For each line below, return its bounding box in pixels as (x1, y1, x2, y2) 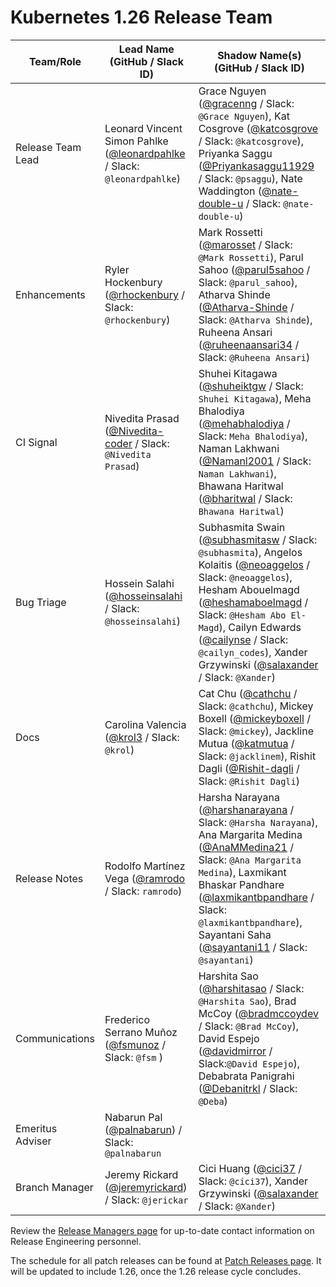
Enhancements (15, 287, 86, 301)
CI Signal (15, 435, 58, 449)
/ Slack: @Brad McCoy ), (198, 1019, 299, 1033)
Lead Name (118, 42, 175, 56)
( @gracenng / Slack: (198, 96, 295, 110)
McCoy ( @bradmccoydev (198, 1006, 319, 1020)
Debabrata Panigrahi (198, 1069, 295, 1083)
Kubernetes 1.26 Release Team (10, 6, 273, 29)
